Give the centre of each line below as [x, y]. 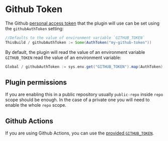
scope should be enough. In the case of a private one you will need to [77, 100]
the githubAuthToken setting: [34, 28]
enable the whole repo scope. [36, 105]
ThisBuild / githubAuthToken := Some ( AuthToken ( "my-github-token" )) [78, 42]
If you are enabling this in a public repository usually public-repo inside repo [84, 95]
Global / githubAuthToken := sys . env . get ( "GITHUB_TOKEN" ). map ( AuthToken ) [84, 66]
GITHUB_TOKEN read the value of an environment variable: [63, 57]
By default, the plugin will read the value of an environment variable [75, 52]
